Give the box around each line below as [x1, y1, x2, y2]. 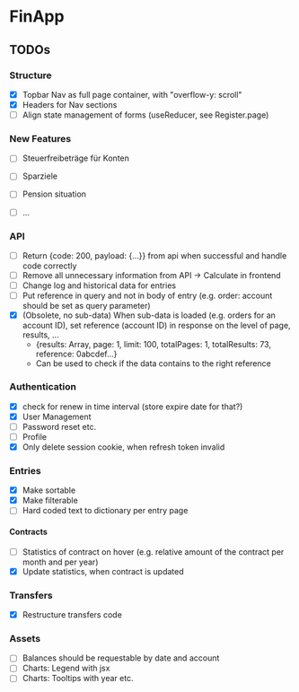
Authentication [9, 381, 76, 393]
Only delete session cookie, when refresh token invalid [22, 442, 225, 452]
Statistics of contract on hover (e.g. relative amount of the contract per [22, 546, 285, 557]
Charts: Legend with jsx [22, 662, 110, 674]
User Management [22, 411, 92, 422]
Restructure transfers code [22, 609, 123, 620]
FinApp [9, 6, 65, 27]
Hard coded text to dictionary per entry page [22, 505, 189, 516]
